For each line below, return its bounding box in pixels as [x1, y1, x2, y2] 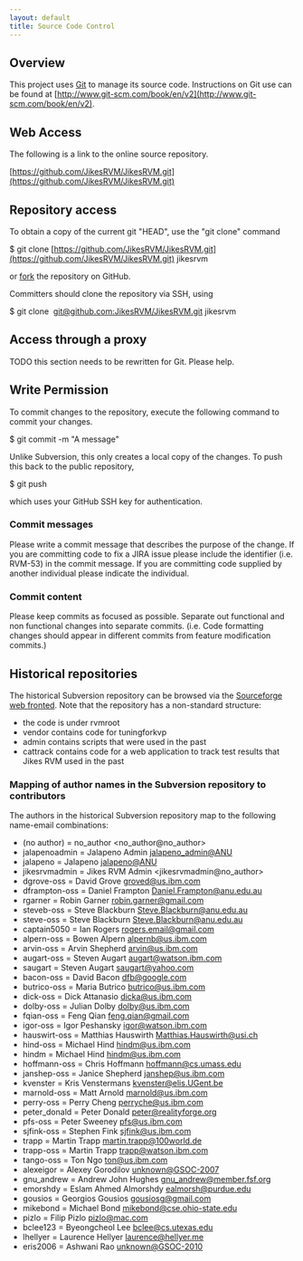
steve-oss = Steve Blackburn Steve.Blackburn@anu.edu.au [22, 914, 243, 925]
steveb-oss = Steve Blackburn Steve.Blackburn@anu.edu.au [22, 904, 249, 915]
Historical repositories [9, 666, 138, 682]
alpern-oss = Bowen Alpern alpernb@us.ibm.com [22, 933, 208, 944]
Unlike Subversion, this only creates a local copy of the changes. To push [9, 451, 283, 462]
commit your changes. [9, 416, 93, 426]
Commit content [9, 590, 82, 603]
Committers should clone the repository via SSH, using [9, 288, 214, 299]
